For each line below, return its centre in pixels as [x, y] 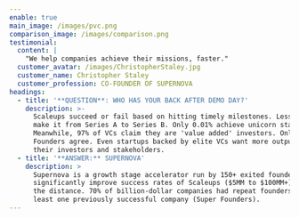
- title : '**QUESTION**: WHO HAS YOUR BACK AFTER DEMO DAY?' [133, 100]
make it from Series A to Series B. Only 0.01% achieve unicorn [154, 125]
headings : [28, 92]
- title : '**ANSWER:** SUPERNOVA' [81, 158]
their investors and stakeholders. [99, 149]
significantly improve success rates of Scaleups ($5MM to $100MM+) [162, 183]
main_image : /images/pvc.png [63, 26]
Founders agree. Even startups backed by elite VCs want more [150, 141]
